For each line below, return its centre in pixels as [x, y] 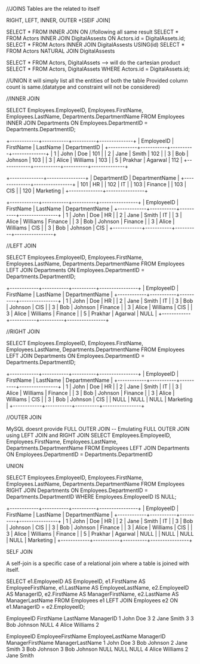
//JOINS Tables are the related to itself [53, 9]
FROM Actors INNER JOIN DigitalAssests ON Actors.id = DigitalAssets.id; [96, 38]
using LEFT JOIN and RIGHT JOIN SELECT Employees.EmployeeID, [89, 435]
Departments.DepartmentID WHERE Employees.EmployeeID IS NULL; [91, 497]
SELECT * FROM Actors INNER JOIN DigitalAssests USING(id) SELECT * [96, 45]
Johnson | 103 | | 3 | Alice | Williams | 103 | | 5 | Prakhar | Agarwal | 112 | [94, 160]
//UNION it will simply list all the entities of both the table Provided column [97, 81]
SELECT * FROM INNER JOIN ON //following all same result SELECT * [93, 32]
